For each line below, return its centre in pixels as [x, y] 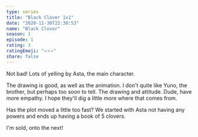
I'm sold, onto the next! [35, 127]
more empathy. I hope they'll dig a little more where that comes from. [92, 98]
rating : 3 [19, 46]
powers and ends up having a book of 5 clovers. [66, 116]
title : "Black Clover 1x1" [40, 17]
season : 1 [19, 34]
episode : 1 [20, 40]
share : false [23, 56]
